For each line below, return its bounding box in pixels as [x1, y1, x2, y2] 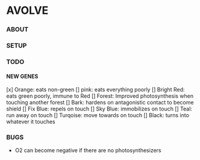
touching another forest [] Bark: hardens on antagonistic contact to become [6, 99, 194, 106]
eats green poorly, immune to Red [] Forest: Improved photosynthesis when [6, 92, 194, 100]
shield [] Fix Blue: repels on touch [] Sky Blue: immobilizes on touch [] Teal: [6, 105, 193, 112]
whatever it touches [6, 118, 55, 126]
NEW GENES [6, 72, 39, 80]
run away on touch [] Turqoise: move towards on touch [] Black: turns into [6, 112, 190, 119]
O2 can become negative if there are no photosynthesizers [14, 147, 161, 154]
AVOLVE [6, 4, 49, 18]
